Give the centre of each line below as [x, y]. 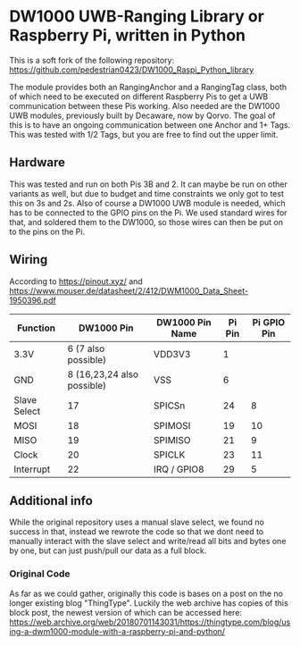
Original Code [40, 574]
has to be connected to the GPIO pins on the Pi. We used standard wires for [148, 213]
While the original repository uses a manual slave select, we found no [137, 522]
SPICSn [169, 406]
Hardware [37, 163]
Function [37, 328]
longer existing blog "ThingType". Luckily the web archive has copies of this [149, 603]
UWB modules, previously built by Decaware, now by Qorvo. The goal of [142, 115]
